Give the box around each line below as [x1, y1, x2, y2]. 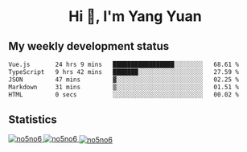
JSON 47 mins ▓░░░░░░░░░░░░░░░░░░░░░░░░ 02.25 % [8, 76, 240, 84]
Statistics [8, 113, 58, 126]
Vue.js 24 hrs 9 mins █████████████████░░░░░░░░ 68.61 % [8, 60, 240, 68]
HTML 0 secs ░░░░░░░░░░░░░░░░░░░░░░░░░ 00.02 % [8, 90, 240, 99]
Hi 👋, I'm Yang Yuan [68, 7, 203, 26]
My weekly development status [8, 39, 170, 53]
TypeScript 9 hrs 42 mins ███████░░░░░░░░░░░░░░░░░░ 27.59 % [8, 68, 240, 76]
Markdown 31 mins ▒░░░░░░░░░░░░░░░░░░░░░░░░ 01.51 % [8, 83, 240, 91]
